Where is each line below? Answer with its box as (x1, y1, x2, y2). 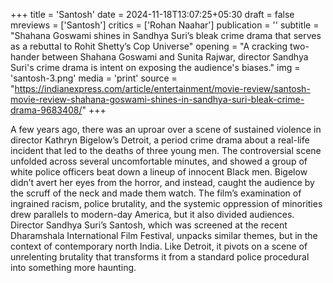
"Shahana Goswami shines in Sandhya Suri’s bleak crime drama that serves (10, 30, 322, 41)
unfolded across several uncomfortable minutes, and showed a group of (10, 155, 308, 167)
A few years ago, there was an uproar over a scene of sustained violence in (10, 124, 322, 135)
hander (10, 51, 40, 63)
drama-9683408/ (10, 104, 83, 116)
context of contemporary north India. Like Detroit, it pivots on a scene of (10, 240, 308, 252)
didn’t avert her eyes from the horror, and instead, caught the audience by (10, 177, 315, 188)
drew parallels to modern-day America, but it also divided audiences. (10, 209, 295, 220)
